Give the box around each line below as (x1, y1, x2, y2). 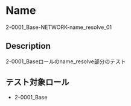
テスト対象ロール (5, 77, 69, 87)
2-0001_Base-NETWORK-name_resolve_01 (5, 23, 112, 31)
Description (5, 41, 51, 51)
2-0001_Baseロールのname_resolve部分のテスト (5, 58, 126, 65)
